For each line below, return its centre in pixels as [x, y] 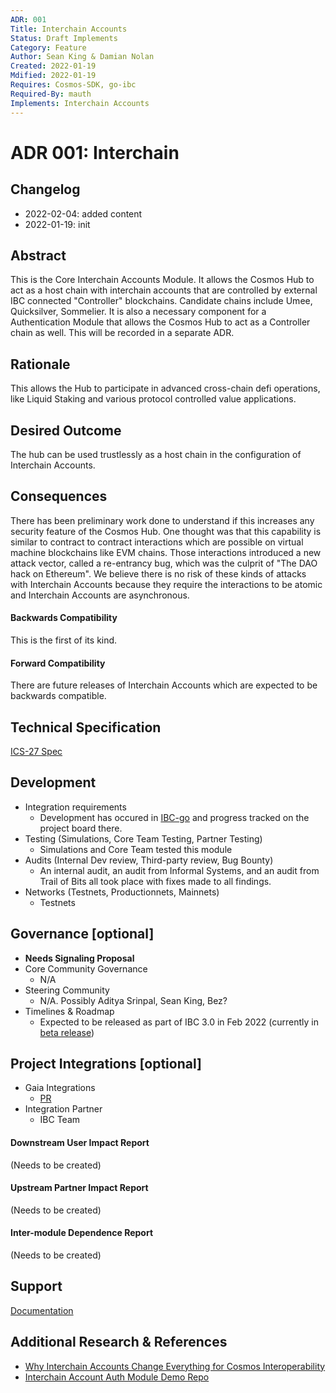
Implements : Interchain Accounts [80, 103]
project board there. [81, 828]
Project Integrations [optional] [106, 1063]
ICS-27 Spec [36, 751]
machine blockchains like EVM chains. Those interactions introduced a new [166, 552]
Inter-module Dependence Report [82, 1233]
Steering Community [67, 990]
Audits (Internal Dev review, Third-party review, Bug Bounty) [149, 860]
